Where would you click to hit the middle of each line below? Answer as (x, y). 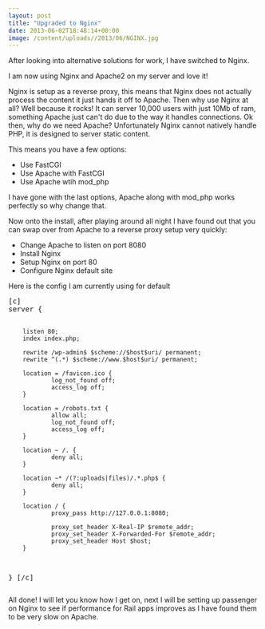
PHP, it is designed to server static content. (79, 134)
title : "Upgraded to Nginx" (55, 23)
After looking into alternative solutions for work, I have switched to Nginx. (129, 61)
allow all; (69, 416)
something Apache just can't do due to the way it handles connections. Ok (131, 117)
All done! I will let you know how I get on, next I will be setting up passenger (133, 600)
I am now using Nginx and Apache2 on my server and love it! (108, 76)
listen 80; (41, 332)
